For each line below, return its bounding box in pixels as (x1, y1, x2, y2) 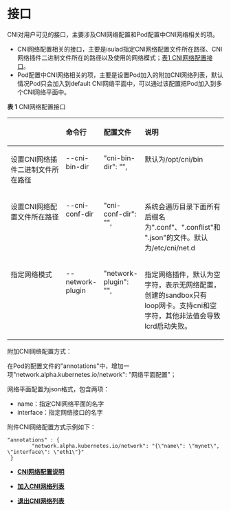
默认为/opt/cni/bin (144, 154, 203, 164)
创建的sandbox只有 (144, 290, 208, 300)
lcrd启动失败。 (144, 321, 192, 331)
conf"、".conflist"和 (156, 222, 221, 232)
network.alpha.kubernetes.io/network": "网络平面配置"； (16, 370, 177, 378)
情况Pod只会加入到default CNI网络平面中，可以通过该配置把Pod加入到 (16, 79, 217, 87)
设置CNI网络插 (10, 154, 58, 164)
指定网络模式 (10, 270, 53, 279)
